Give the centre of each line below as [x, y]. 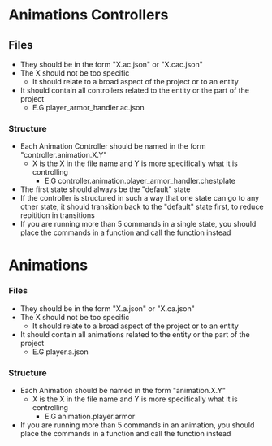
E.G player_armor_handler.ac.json [88, 108]
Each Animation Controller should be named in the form [113, 146]
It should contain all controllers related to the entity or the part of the [135, 90]
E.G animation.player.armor [90, 417]
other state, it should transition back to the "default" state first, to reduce [142, 207]
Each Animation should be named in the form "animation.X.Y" [123, 391]
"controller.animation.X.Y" [63, 155]
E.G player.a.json [60, 352]
